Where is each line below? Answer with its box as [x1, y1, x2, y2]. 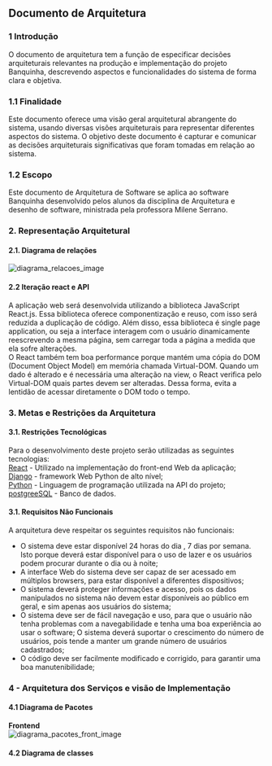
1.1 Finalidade [8, 95, 63, 107]
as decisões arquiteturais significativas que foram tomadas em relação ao [8, 140, 256, 150]
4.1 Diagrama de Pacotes [8, 703, 93, 712]
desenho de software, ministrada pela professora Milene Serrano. [8, 205, 228, 215]
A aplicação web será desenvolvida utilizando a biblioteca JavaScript [8, 300, 240, 310]
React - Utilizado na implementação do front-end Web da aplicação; [8, 462, 237, 472]
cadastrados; [19, 645, 65, 654]
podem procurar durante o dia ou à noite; [19, 558, 158, 568]
